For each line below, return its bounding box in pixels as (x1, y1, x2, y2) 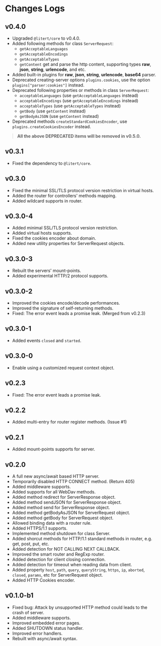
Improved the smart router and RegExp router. (12, 551, 105, 557)
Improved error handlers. (12, 630, 63, 636)
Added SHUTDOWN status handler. (12, 625, 84, 631)
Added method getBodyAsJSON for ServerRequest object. (12, 510, 131, 515)
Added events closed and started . (12, 337, 82, 343)
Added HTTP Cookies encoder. (12, 577, 75, 583)
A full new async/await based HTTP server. (12, 473, 99, 479)
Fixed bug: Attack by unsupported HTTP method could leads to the (12, 604, 148, 610)
